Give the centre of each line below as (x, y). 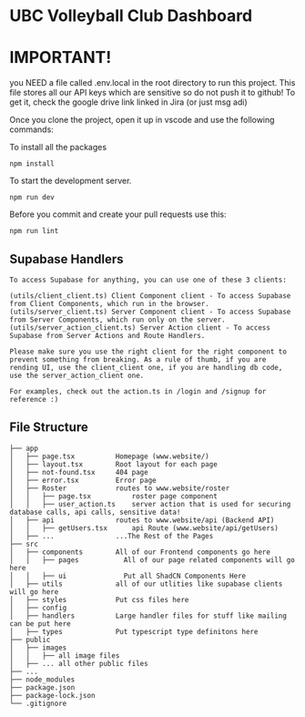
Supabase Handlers (67, 259)
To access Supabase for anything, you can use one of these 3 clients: (148, 280)
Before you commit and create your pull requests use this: (118, 214)
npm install (32, 164)
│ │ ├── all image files (65, 656)
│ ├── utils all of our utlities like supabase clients (146, 584)
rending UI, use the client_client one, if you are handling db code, (146, 367)
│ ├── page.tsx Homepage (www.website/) (109, 456)
